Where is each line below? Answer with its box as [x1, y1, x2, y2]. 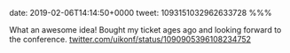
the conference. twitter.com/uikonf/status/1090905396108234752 [9, 34, 251, 44]
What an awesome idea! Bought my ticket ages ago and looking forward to [9, 25, 282, 34]
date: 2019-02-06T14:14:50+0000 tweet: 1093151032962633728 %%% [9, 8, 272, 18]
